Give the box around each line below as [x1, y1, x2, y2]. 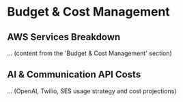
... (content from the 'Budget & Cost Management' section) [7, 49, 172, 57]
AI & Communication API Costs [7, 69, 141, 80]
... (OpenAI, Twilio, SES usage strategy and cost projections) [7, 86, 177, 95]
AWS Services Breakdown [7, 31, 121, 43]
